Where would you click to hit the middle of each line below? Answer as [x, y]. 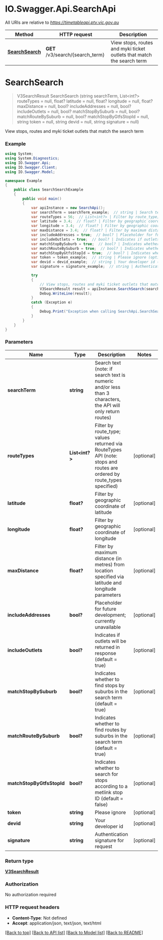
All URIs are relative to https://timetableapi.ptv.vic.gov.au [62, 22]
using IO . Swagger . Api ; [28, 163]
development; [110, 615]
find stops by [109, 685]
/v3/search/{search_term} [75, 54]
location [104, 571]
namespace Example [24, 181]
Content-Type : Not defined [39, 918]
